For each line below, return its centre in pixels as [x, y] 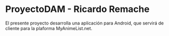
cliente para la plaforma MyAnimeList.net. [49, 28]
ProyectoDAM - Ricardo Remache [77, 9]
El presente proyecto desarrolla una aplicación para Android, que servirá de [84, 23]
